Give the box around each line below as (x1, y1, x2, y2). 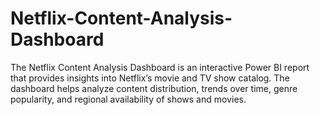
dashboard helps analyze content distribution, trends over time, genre (10, 82, 298, 94)
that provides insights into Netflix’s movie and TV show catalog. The (10, 72, 290, 84)
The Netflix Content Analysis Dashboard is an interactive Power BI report (10, 61, 310, 73)
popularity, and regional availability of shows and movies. (10, 93, 247, 105)
